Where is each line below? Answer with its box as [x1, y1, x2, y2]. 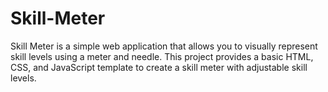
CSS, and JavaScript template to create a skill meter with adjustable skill [10, 61, 308, 73]
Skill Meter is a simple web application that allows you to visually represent [10, 40, 318, 52]
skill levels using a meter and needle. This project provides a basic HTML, [10, 50, 314, 62]
